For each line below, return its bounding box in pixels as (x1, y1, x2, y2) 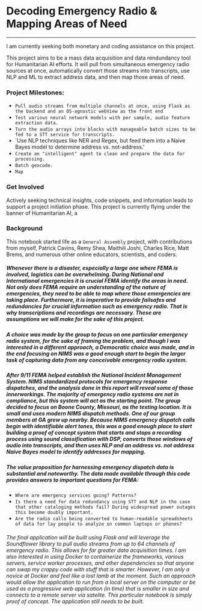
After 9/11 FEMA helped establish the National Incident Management (6, 372, 182, 379)
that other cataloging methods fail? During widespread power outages (14, 504, 196, 510)
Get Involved (6, 183, 44, 191)
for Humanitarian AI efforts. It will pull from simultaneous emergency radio (6, 60, 189, 67)
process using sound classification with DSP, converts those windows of (6, 435, 193, 443)
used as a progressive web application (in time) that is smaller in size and (6, 585, 189, 592)
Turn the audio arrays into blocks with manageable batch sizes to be (14, 126, 196, 133)
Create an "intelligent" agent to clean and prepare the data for (14, 151, 185, 157)
